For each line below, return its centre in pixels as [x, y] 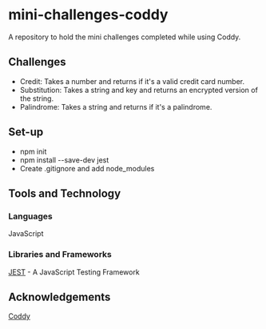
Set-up [26, 132]
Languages [31, 216]
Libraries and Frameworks [60, 255]
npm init [33, 151]
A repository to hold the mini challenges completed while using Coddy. [125, 37]
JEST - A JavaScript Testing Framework [74, 272]
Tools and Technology [65, 193]
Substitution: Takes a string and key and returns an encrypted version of [139, 90]
